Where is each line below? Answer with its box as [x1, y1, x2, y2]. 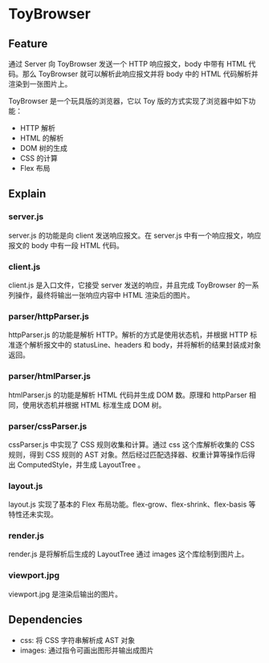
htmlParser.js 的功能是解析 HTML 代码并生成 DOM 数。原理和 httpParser [8, 390, 247, 400]
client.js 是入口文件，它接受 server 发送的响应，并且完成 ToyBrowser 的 [8, 280, 245, 290]
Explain [8, 187, 47, 201]
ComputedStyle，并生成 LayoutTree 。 [17, 459, 145, 470]
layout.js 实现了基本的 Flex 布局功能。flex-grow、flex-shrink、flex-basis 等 [8, 499, 256, 510]
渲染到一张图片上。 [8, 79, 72, 88]
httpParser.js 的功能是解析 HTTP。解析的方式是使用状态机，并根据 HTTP [8, 330, 249, 340]
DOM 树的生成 [19, 144, 68, 153]
